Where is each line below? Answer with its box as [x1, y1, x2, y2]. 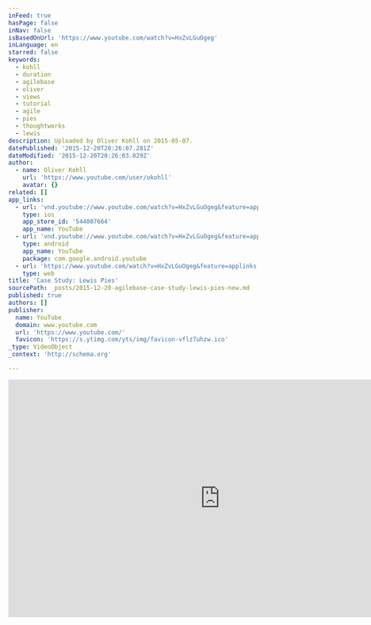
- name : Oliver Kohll [15, 166, 87, 174]
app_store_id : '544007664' [22, 218, 112, 226]
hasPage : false [8, 19, 59, 27]
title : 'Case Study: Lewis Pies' [8, 276, 119, 285]
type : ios [22, 211, 55, 219]
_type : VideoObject [8, 343, 73, 351]
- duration [15, 71, 52, 78]
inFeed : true [8, 11, 52, 20]
